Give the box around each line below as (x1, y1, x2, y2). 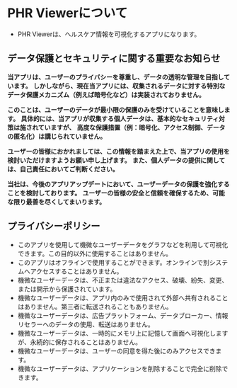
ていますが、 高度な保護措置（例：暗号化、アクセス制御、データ (37, 123, 226, 132)
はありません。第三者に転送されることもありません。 (17, 302, 173, 311)
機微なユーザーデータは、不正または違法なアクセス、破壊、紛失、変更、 (17, 275, 229, 284)
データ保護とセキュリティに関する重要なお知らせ (7, 52, 221, 64)
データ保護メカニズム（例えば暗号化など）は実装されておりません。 (7, 90, 205, 98)
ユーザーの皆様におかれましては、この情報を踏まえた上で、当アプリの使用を (7, 147, 230, 155)
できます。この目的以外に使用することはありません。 (17, 249, 172, 258)
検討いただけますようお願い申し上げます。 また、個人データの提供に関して (7, 156, 226, 164)
